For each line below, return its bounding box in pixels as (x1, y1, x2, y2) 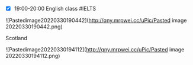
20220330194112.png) (5, 53, 60, 60)
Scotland (5, 35, 28, 42)
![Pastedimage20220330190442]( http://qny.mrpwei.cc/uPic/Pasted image (5, 17, 187, 24)
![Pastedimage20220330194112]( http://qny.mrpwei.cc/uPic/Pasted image (5, 46, 185, 53)
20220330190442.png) (5, 23, 63, 30)
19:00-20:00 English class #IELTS (14, 5, 96, 12)
